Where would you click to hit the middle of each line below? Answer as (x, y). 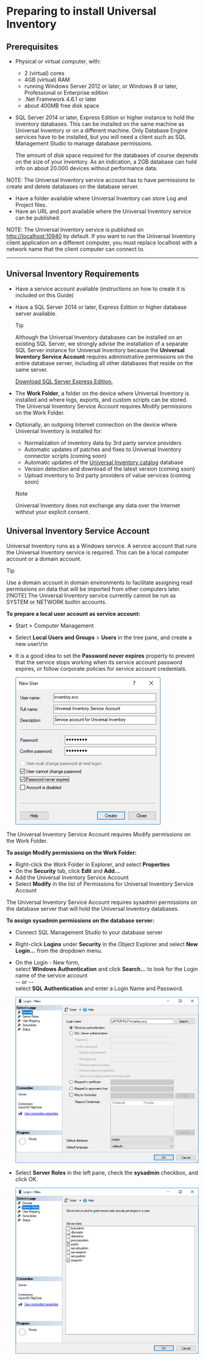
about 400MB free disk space (62, 106)
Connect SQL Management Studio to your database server (89, 932)
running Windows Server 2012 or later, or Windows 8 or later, (101, 86)
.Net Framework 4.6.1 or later (60, 99)
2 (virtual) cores (45, 73)
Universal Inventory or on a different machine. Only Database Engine (101, 130)
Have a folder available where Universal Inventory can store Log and (101, 198)
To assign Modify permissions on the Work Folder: (72, 852)
